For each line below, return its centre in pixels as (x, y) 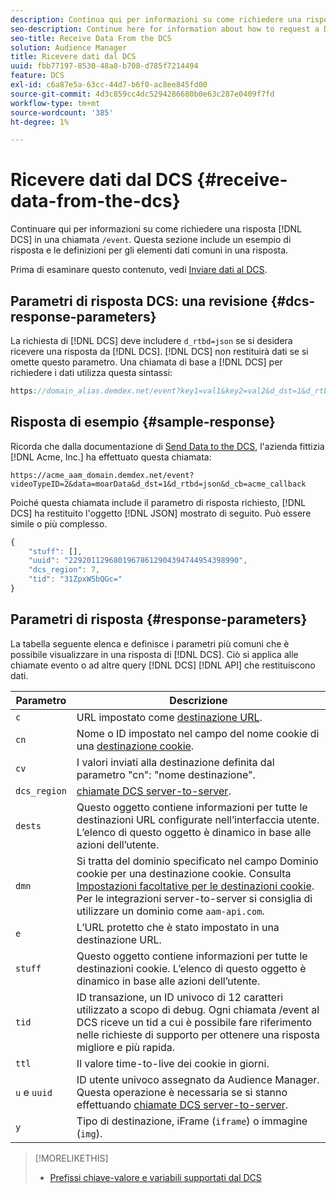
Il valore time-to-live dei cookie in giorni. (173, 1063)
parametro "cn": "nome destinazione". (166, 774)
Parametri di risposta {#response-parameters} (159, 619)
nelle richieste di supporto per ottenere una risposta (198, 1034)
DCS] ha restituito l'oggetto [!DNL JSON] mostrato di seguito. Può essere (161, 513)
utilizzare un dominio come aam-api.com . (170, 911)
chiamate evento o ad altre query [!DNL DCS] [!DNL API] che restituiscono (163, 665)
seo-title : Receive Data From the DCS (91, 38)
